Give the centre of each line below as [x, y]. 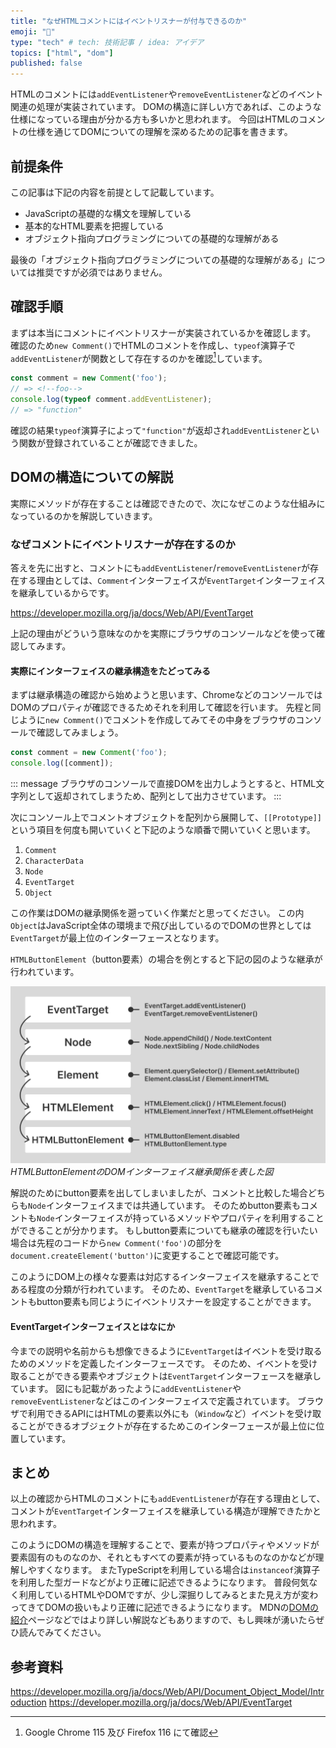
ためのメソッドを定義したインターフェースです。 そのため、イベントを [155, 1363]
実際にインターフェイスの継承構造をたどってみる [111, 671]
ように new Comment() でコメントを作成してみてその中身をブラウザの [157, 720]
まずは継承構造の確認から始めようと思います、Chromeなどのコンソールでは [166, 695]
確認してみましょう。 [80, 732]
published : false [46, 63]
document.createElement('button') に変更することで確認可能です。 [147, 1256]
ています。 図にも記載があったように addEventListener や [126, 1388]
